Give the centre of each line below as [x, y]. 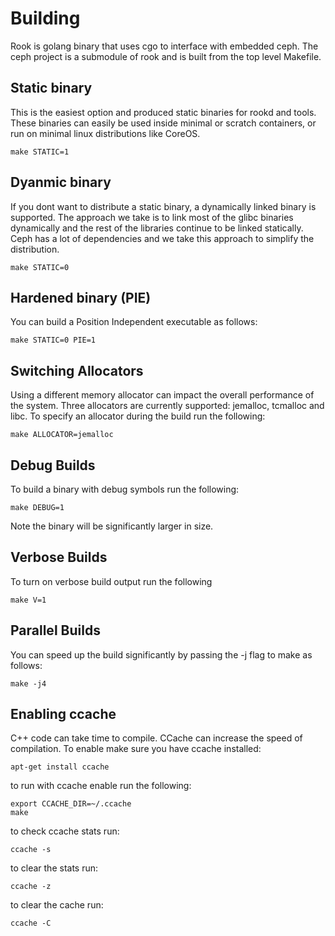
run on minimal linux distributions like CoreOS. [105, 133]
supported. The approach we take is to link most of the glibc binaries [152, 217]
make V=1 [28, 600]
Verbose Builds [59, 557]
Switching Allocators [77, 370]
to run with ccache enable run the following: [101, 786]
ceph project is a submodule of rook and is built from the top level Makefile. [166, 56]
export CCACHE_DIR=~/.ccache [71, 804]
